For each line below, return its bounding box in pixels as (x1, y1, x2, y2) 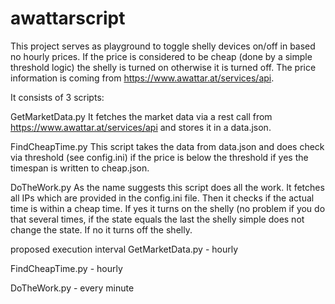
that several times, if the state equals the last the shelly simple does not (10, 213, 305, 225)
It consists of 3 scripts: (10, 91, 105, 103)
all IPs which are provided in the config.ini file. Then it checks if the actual (10, 192, 315, 204)
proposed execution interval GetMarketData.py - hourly (10, 243, 239, 255)
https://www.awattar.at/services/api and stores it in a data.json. (10, 121, 272, 133)
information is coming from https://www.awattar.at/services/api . (10, 72, 275, 84)
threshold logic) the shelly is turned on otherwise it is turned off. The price (10, 61, 317, 73)
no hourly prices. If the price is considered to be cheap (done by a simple (10, 50, 313, 62)
